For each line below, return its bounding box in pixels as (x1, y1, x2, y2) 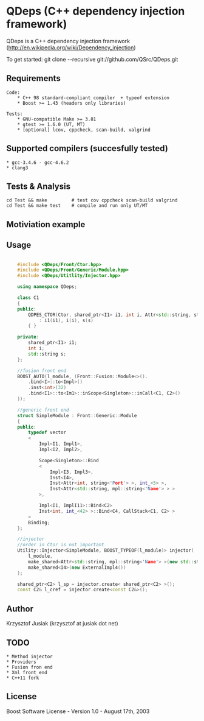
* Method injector (6, 653, 53, 659)
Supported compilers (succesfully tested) (6, 143, 168, 153)
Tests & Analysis (6, 181, 71, 191)
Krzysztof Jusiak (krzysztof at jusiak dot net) (6, 620, 118, 627)
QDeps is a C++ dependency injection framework (6, 37, 131, 44)
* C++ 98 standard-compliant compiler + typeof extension (17, 94, 170, 101)
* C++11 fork (6, 675, 39, 681)
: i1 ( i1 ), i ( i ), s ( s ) (38, 317, 94, 323)
